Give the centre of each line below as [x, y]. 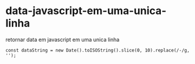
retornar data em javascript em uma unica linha [63, 39]
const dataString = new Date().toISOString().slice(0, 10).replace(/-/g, [98, 50]
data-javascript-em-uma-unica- [86, 11]
